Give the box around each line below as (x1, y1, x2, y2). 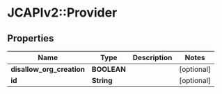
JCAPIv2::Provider (7, 5, 118, 21)
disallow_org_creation (10, 64, 86, 74)
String (91, 76, 113, 85)
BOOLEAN (91, 64, 127, 74)
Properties (7, 32, 54, 44)
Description (132, 53, 173, 62)
